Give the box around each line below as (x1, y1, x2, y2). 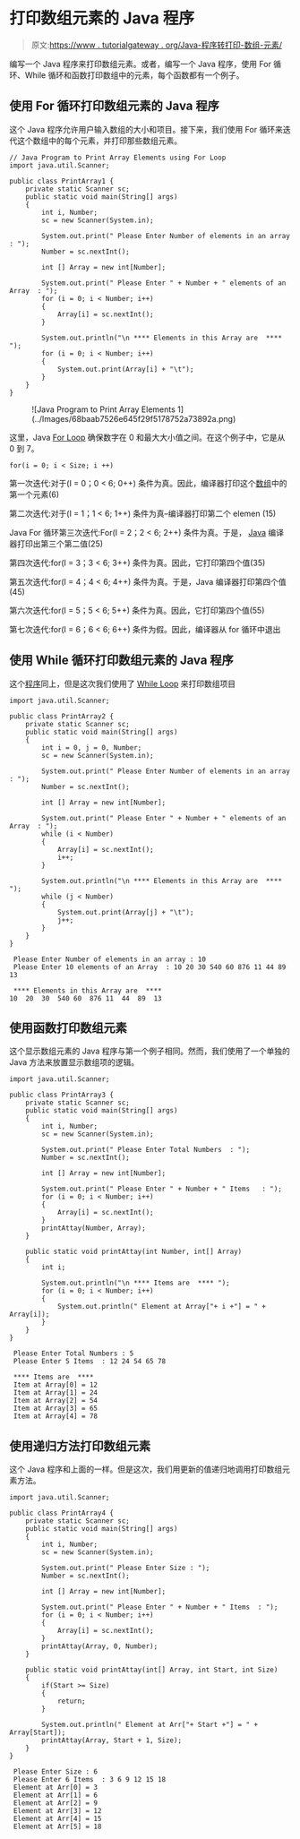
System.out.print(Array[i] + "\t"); (56, 365, 194, 374)
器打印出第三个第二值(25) (9, 538, 104, 549)
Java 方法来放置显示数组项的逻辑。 (9, 1057, 140, 1068)
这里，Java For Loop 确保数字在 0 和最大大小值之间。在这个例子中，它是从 (9, 432, 286, 443)
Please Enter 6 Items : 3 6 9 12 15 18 (13, 1775, 167, 1784)
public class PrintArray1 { (9, 176, 115, 185)
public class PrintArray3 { (9, 1090, 115, 1100)
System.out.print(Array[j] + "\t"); (56, 907, 194, 916)
